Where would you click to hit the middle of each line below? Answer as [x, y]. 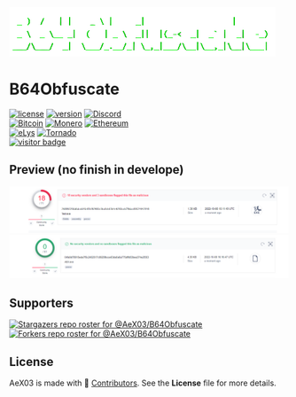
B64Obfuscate [64, 89]
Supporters [41, 304]
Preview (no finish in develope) [97, 170]
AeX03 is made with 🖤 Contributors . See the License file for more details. [143, 383]
